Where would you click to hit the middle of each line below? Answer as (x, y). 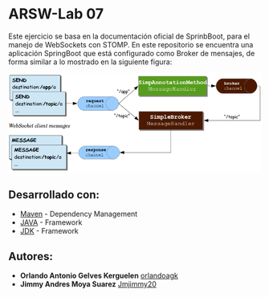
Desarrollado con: (54, 195)
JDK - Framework (49, 231)
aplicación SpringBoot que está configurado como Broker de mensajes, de (132, 53)
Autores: (31, 256)
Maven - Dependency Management (79, 214)
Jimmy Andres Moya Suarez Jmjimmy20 (88, 284)
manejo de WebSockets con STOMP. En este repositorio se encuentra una (131, 44)
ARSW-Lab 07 (56, 14)
